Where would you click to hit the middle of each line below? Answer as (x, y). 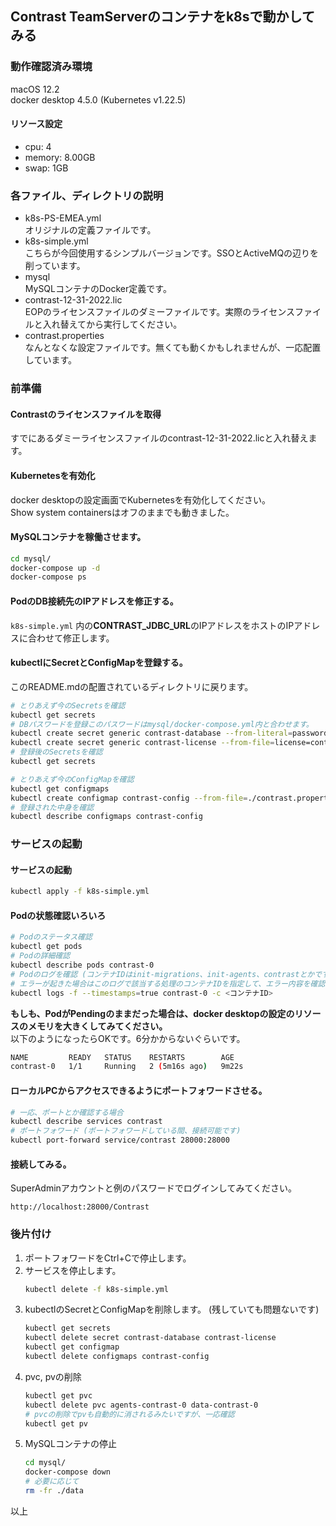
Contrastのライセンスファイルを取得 (86, 414)
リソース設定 (36, 124)
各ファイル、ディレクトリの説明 (87, 195)
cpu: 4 (38, 146)
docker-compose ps (48, 577)
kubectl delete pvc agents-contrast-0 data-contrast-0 (141, 1405)
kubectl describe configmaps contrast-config (106, 817)
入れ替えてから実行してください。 (112, 324)
